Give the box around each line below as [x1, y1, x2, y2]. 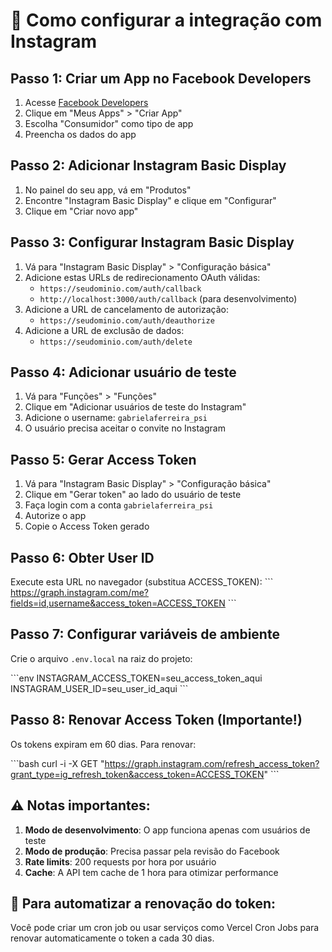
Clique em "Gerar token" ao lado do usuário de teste [24, 489, 242, 501]
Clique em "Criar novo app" [24, 205, 139, 217]
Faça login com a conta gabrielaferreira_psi [24, 499, 214, 511]
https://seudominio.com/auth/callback [39, 284, 202, 294]
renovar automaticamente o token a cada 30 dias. [10, 932, 215, 944]
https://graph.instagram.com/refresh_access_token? [104, 757, 320, 769]
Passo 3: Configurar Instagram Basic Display [10, 234, 295, 251]
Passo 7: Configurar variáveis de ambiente [10, 626, 280, 643]
